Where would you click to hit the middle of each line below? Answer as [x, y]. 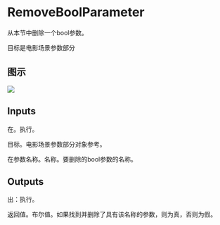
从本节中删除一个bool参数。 [47, 32]
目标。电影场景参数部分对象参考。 [57, 144]
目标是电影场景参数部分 [41, 47]
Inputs [22, 111]
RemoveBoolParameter [76, 12]
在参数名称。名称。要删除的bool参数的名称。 [72, 159]
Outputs [26, 182]
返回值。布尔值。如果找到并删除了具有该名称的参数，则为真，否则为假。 [112, 214]
